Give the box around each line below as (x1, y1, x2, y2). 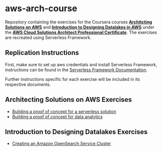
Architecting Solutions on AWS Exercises (5, 95, 132, 104)
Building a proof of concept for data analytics (12, 113, 103, 119)
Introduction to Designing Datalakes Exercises (5, 128, 148, 136)
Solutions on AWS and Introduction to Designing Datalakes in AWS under (5, 24, 155, 30)
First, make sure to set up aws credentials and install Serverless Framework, (5, 61, 158, 67)
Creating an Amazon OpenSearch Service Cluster (12, 141, 112, 147)
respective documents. (5, 81, 51, 87)
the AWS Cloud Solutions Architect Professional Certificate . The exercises (5, 29, 157, 35)
